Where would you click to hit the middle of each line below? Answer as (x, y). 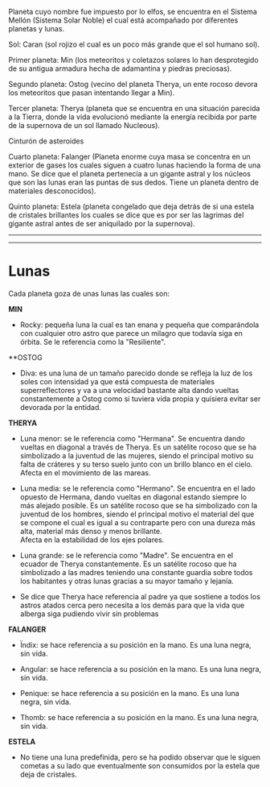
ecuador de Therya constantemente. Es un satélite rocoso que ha (128, 564)
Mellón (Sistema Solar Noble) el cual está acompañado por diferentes (123, 20)
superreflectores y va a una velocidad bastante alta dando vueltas (129, 390)
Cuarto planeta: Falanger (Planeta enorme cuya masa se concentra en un (129, 157)
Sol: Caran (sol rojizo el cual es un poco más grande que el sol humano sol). (134, 44)
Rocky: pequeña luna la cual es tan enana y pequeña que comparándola (139, 325)
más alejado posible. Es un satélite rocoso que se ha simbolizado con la (139, 505)
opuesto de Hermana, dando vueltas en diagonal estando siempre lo (133, 497)
